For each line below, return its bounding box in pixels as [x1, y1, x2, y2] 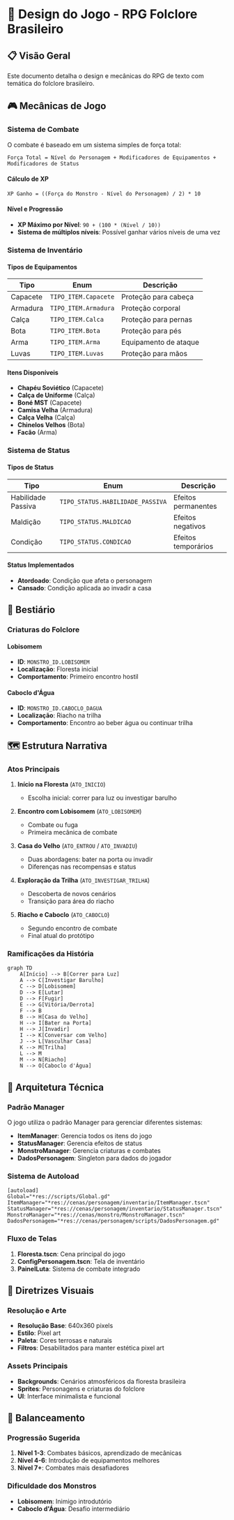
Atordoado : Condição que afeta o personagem [17, 576, 153, 585]
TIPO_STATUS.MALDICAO [59, 518, 132, 526]
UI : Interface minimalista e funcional [17, 1392, 121, 1400]
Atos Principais [7, 764, 61, 774]
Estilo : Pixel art [17, 1329, 61, 1337]
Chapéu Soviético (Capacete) [17, 384, 104, 392]
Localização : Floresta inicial [17, 665, 99, 673]
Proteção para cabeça [120, 292, 194, 302]
